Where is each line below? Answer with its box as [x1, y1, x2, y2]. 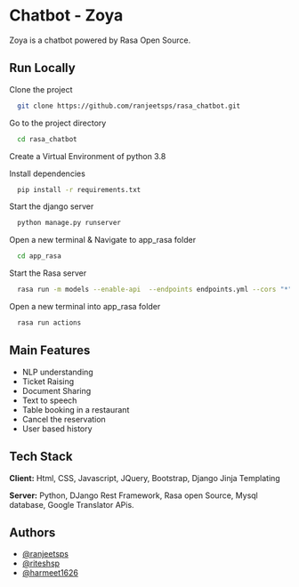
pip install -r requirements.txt [17, 185, 141, 194]
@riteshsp [21, 558, 61, 569]
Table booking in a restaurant [21, 404, 130, 414]
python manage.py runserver [17, 219, 122, 228]
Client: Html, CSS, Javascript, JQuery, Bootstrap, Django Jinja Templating [9, 472, 280, 483]
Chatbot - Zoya [9, 5, 124, 26]
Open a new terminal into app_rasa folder [9, 302, 161, 311]
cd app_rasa [17, 252, 62, 261]
